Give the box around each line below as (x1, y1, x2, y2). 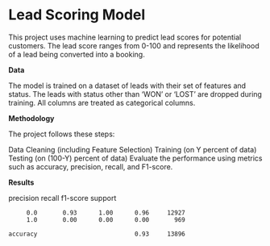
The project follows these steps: (8, 129, 115, 139)
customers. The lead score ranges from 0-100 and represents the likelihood (8, 40, 260, 50)
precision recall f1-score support (8, 193, 117, 202)
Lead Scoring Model (8, 6, 146, 24)
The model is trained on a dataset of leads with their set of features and (8, 81, 247, 90)
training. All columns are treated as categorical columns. (8, 98, 196, 107)
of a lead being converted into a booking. (8, 49, 145, 59)
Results (8, 177, 35, 187)
